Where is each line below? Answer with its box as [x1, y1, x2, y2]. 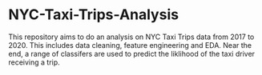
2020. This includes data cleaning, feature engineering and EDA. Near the [8, 40, 252, 49]
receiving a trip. [8, 57, 60, 67]
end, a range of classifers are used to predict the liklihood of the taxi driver [8, 49, 255, 58]
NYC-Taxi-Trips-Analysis [8, 6, 179, 24]
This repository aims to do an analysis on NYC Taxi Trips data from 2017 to [8, 32, 255, 41]
